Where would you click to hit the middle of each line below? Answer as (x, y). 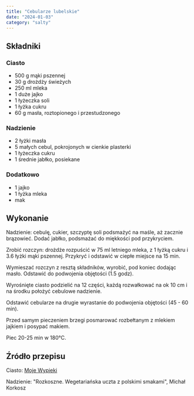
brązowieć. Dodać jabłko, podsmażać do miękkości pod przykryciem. (90, 238)
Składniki (23, 46)
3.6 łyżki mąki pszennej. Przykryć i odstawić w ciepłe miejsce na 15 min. (93, 256)
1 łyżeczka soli (32, 101)
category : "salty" (28, 22)
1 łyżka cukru (30, 107)
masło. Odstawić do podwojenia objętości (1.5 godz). (70, 274)
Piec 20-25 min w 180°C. (36, 338)
